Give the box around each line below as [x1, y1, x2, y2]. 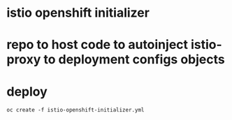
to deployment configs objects [43, 52, 225, 68]
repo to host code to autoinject [6, 37, 189, 53]
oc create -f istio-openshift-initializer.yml [6, 107, 145, 114]
